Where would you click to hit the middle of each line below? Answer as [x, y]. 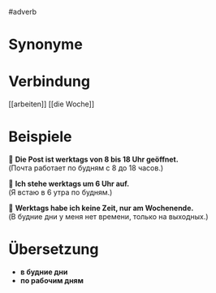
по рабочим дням [52, 280]
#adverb [23, 12]
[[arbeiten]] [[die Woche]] [52, 104]
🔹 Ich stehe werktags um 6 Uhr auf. [69, 184]
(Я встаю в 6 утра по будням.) [60, 192]
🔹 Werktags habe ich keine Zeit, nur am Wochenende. [101, 208]
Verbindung [50, 82]
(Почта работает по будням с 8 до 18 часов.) [86, 168]
